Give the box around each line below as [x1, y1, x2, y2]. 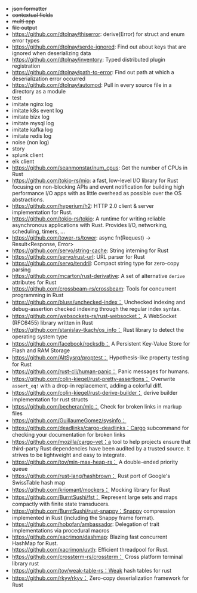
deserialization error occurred [11, 75, 85, 82]
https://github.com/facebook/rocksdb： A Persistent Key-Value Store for [11, 340, 190, 347]
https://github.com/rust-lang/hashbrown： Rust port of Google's [11, 473, 171, 479]
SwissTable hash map [11, 479, 66, 486]
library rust [11, 560, 39, 567]
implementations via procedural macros [11, 527, 110, 534]
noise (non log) [11, 139, 50, 146]
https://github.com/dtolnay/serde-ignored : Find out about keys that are [11, 43, 186, 50]
